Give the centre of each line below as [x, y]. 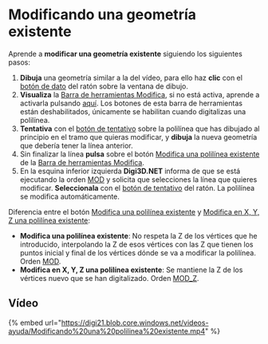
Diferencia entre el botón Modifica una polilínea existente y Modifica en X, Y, [134, 212]
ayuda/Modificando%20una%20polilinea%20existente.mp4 [107, 331]
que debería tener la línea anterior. [76, 145]
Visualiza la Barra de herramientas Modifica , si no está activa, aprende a [140, 94]
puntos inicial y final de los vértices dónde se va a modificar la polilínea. [138, 252]
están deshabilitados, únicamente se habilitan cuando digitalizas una [133, 111]
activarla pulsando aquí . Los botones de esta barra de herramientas [131, 103]
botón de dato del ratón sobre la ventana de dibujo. [104, 86]
